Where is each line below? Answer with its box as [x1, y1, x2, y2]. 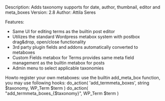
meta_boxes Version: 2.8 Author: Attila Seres [5, 9, 96, 15]
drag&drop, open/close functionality [12, 39, 86, 45]
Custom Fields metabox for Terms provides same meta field [12, 55, 134, 61]
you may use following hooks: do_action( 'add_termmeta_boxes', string [5, 80, 150, 86]
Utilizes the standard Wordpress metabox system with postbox [12, 34, 140, 39]
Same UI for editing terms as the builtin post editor [12, 29, 115, 34]
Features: [5, 19, 25, 25]
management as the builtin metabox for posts [12, 60, 105, 66]
